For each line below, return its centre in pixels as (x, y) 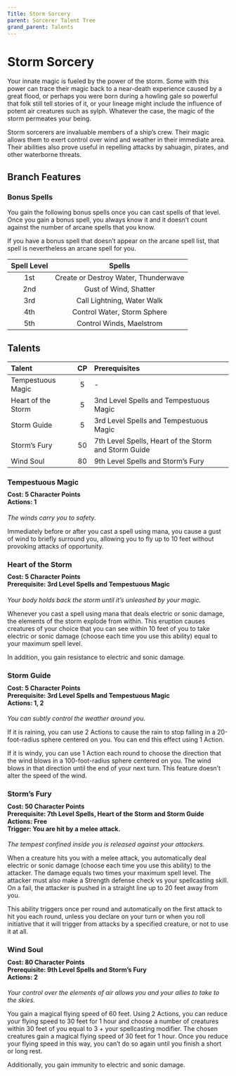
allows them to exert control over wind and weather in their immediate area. (117, 140)
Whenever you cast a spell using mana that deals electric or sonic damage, (116, 614)
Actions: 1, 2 (26, 703)
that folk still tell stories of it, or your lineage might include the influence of (115, 104)
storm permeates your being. (49, 119)
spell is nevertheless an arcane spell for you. (72, 248)
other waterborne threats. (45, 155)
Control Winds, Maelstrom (120, 323)
